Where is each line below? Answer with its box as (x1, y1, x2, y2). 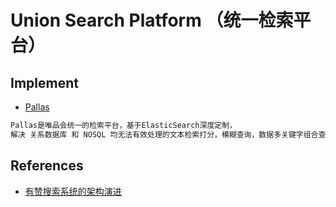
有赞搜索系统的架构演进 (24, 185, 122, 197)
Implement (10, 74, 79, 91)
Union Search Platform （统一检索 (10, 9, 294, 32)
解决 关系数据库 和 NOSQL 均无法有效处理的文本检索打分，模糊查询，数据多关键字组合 (10, 129, 319, 140)
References (10, 157, 84, 175)
